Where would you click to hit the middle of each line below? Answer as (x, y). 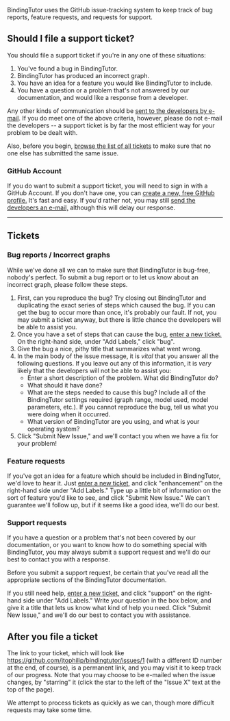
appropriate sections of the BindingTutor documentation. (87, 580)
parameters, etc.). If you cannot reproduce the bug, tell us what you (123, 407)
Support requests (37, 523)
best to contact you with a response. (59, 559)
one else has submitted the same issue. (63, 153)
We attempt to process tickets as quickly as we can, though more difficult (111, 703)
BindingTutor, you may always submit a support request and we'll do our (109, 552)
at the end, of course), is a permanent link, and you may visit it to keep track (114, 668)
